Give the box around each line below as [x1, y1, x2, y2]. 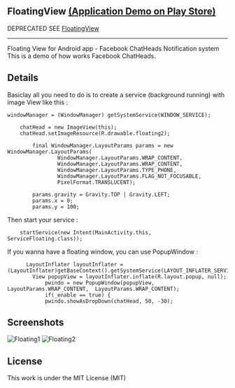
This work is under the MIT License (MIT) [7, 374, 127, 382]
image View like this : [7, 98, 69, 106]
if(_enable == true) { [44, 292, 111, 299]
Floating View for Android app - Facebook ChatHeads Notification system [7, 44, 220, 52]
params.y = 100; [32, 203, 80, 210]
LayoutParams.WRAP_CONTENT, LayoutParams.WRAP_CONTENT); [7, 285, 180, 292]
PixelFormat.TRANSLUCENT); [57, 178, 136, 186]
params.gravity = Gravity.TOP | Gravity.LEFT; [32, 191, 171, 198]
